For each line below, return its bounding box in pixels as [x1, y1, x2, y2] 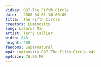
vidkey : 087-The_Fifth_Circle [5, 7, 69, 13]
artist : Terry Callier [5, 31, 53, 36]
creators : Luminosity [5, 21, 51, 27]
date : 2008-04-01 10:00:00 [5, 12, 67, 17]
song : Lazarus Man [5, 26, 44, 31]
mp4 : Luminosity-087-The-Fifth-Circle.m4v [5, 49, 96, 54]
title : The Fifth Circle [5, 17, 60, 22]
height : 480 [5, 40, 30, 45]
